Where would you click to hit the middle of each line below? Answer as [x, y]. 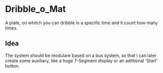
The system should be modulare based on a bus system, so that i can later [81, 55]
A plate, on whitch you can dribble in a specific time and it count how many [81, 23]
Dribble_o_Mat [36, 9]
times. [11, 28]
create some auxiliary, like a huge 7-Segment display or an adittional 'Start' [81, 61]
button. [12, 66]
